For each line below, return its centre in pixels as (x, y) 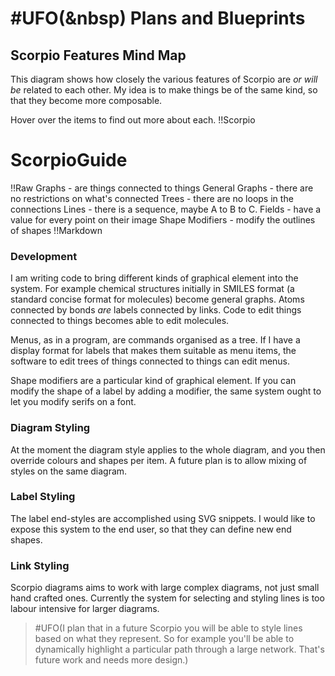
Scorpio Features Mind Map (98, 55)
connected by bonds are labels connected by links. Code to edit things (156, 310)
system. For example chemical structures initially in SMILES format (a (152, 289)
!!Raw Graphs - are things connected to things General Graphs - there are (162, 188)
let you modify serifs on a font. (73, 402)
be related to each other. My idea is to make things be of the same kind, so (164, 90)
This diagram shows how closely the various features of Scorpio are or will (164, 79)
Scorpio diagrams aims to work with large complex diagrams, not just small (165, 588)
